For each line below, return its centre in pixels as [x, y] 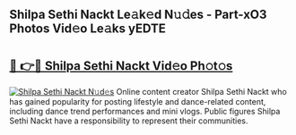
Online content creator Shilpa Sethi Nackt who [201, 92]
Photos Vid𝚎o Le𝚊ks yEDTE [87, 29]
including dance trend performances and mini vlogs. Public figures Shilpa [145, 111]
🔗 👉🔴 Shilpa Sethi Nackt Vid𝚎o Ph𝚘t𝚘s [121, 66]
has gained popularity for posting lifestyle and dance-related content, [138, 101]
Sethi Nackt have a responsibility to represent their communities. [129, 121]
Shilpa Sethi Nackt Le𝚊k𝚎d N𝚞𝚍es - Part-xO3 [138, 15]
